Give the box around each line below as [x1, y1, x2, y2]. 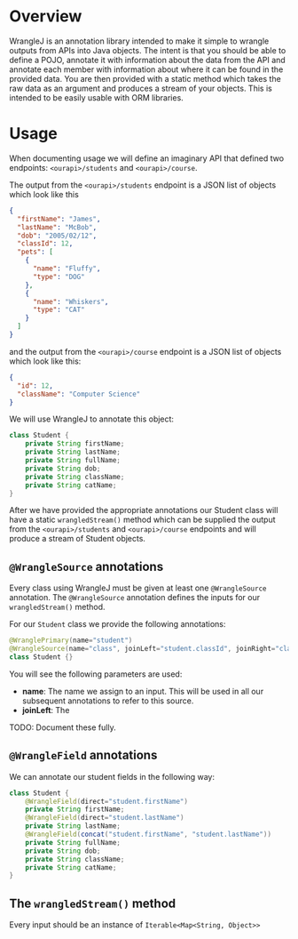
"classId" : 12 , [17, 239, 74, 248]
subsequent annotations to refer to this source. [21, 695, 194, 706]
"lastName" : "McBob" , [17, 222, 98, 232]
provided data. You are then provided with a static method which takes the [9, 73, 281, 84]
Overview [9, 6, 82, 27]
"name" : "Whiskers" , [32, 297, 109, 306]
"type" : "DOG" [32, 272, 86, 281]
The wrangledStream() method [9, 895, 176, 911]
